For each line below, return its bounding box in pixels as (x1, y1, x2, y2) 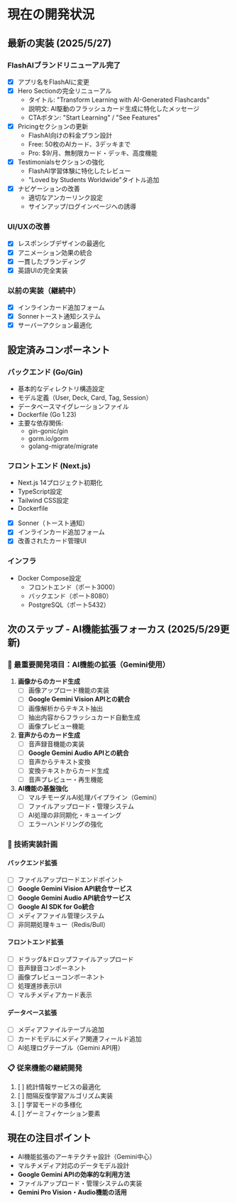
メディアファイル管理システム (17, 911, 105, 920)
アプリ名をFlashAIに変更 (17, 78, 90, 86)
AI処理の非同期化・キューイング (28, 811, 122, 820)
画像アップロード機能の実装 (28, 686, 110, 694)
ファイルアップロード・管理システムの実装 (17, 1179, 143, 1187)
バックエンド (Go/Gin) (7, 367, 83, 377)
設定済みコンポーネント (7, 344, 110, 356)
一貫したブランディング (17, 257, 87, 265)
